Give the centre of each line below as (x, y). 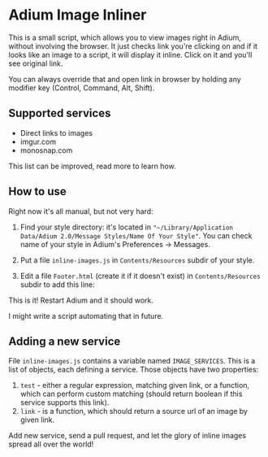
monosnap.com (46, 150)
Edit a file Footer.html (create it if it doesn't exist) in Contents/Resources (140, 276)
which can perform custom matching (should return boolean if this (131, 394)
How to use (37, 192)
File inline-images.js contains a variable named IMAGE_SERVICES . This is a (132, 361)
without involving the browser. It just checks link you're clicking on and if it (133, 46)
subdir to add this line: (57, 284)
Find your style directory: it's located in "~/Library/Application (127, 227)
